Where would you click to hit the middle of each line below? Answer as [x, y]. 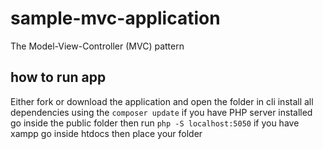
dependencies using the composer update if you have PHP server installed [161, 112]
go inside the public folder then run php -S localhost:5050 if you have [155, 123]
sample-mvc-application [115, 18]
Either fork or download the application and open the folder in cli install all [162, 101]
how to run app [58, 77]
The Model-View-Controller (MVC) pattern [97, 46]
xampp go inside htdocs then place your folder [106, 133]
